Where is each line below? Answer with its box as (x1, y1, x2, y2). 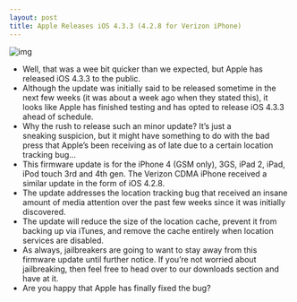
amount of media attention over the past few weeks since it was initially (21, 196, 286, 207)
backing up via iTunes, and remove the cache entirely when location (21, 225, 275, 236)
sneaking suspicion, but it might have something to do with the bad (21, 130, 270, 141)
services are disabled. (21, 235, 105, 246)
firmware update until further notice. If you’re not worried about (21, 254, 257, 264)
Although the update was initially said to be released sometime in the (21, 82, 276, 93)
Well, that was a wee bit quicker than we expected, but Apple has (21, 64, 264, 74)
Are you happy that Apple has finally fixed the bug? (21, 282, 212, 293)
